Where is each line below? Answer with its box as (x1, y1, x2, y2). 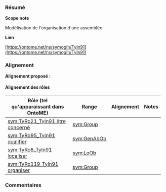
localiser (7, 152, 28, 159)
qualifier (7, 138, 27, 145)
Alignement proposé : (5, 73, 51, 79)
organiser (7, 167, 30, 174)
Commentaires (5, 182, 42, 189)
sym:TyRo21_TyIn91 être (7, 118, 66, 125)
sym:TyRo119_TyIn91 (7, 160, 59, 167)
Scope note (5, 15, 30, 21)
